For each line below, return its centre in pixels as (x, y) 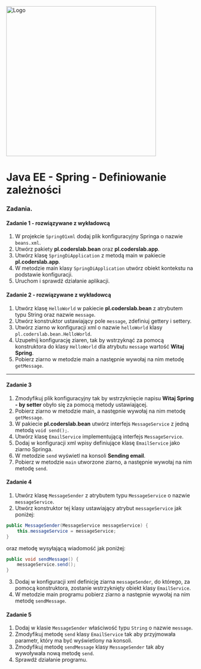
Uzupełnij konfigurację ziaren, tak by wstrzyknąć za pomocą (89, 340)
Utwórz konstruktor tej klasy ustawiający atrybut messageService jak (98, 508)
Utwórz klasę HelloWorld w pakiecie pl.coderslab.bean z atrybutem (99, 308)
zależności (34, 190)
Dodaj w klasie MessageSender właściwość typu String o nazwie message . (104, 628)
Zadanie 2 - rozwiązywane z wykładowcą (59, 295)
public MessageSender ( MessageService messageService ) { (77, 525)
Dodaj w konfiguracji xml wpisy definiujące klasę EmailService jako (98, 443)
